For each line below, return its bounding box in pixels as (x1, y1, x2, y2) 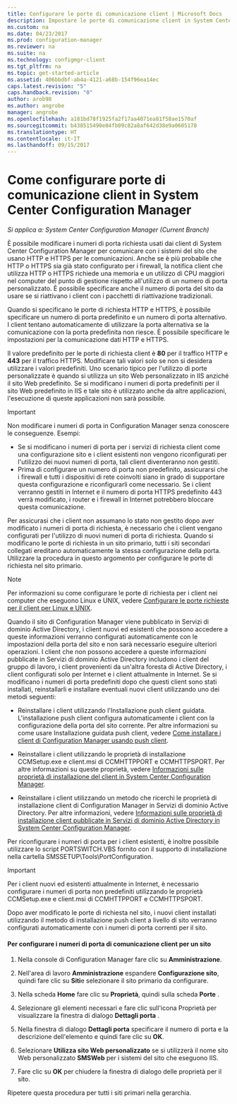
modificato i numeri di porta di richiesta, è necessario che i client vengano (7, 524, 223, 533)
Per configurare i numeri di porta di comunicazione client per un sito (7, 939, 212, 948)
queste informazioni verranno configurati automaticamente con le (7, 633, 198, 641)
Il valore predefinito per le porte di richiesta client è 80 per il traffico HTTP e (7, 349, 228, 357)
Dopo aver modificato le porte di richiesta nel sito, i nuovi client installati (7, 908, 217, 917)
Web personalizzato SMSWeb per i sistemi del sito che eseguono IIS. (17, 1054, 219, 1062)
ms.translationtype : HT (7, 129, 78, 136)
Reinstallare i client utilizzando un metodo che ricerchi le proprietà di (17, 794, 217, 802)
